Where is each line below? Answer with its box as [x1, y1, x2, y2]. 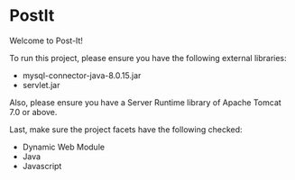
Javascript [22, 160, 62, 171]
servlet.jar [22, 79, 60, 90]
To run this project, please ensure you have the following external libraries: [9, 52, 287, 63]
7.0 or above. [9, 106, 58, 117]
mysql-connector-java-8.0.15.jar [22, 69, 142, 81]
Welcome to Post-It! [9, 35, 84, 46]
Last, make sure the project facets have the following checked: [9, 123, 243, 135]
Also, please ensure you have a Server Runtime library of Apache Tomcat [9, 96, 281, 108]
